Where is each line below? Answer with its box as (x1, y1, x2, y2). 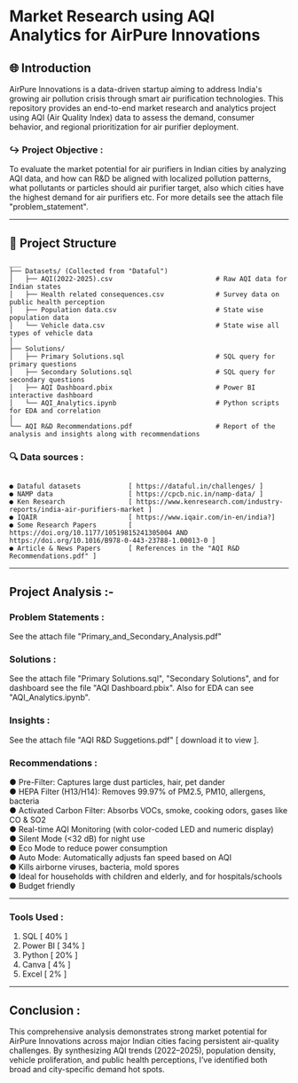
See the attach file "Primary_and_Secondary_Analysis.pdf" (9, 632, 222, 642)
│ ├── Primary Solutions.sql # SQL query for (9, 352, 276, 361)
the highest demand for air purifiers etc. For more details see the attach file (9, 192, 284, 203)
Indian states (9, 282, 62, 292)
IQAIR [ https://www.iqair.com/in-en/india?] (17, 513, 276, 522)
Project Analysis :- (9, 584, 114, 600)
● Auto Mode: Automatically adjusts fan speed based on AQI (9, 851, 232, 862)
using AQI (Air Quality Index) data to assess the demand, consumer (9, 113, 255, 122)
